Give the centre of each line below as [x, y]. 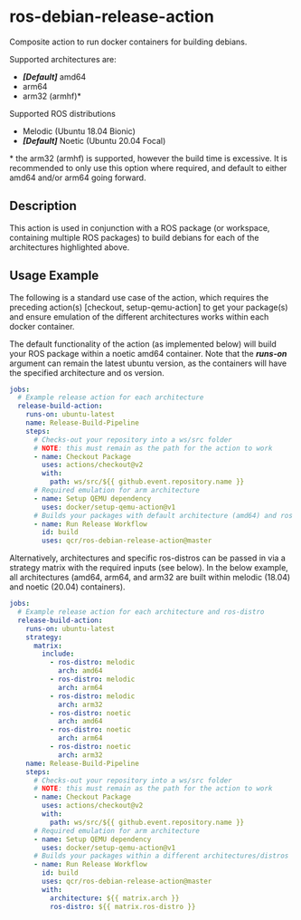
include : [58, 654]
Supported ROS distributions [62, 113]
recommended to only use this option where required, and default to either [148, 168]
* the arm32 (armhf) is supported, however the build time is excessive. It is [148, 158]
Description [43, 206]
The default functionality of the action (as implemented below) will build [143, 344]
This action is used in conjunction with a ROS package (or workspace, [140, 227]
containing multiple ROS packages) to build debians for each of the [134, 237]
